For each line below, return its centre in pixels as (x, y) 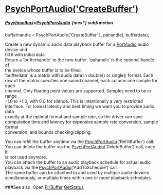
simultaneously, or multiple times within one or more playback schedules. (79, 178)
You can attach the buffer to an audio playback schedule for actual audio (78, 162)
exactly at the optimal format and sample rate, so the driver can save (74, 117)
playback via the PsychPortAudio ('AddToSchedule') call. (62, 168)
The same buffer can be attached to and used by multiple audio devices (77, 173)
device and (16, 50)
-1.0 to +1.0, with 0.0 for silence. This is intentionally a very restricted (74, 101)
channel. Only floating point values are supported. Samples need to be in (78, 91)
